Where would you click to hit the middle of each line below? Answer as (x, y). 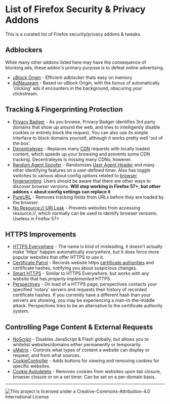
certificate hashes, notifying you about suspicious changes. (75, 268)
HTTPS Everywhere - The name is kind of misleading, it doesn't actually (88, 247)
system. (21, 311)
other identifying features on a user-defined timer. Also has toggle (81, 170)
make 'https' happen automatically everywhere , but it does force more (86, 252)
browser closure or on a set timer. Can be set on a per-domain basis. (84, 377)
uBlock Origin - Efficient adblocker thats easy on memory (72, 77)
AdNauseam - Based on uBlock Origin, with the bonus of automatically (86, 83)
